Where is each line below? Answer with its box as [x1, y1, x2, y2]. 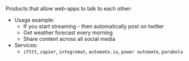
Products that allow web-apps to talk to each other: [5, 5, 132, 12]
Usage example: [14, 17, 54, 23]
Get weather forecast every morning [23, 29, 113, 36]
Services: [14, 41, 38, 49]
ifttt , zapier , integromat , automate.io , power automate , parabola [23, 48, 184, 55]
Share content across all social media [23, 36, 116, 42]
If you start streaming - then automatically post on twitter [23, 23, 164, 30]
